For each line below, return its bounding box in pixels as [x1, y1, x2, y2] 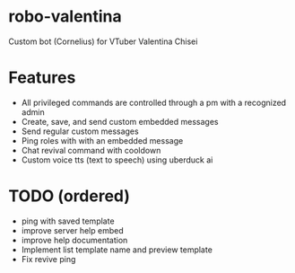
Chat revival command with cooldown [21, 145, 161, 155]
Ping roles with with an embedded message [21, 135, 184, 145]
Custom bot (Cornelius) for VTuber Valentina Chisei [8, 36, 198, 47]
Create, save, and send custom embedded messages [21, 116, 219, 127]
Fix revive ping [21, 253, 76, 264]
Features [8, 67, 76, 88]
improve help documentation [21, 234, 128, 245]
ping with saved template [21, 216, 115, 226]
